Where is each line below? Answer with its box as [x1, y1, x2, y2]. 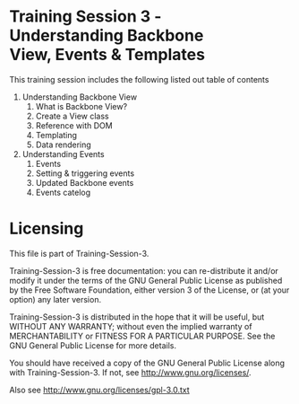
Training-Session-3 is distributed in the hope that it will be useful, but [9, 312, 265, 322]
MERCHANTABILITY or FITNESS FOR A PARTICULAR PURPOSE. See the [9, 330, 276, 341]
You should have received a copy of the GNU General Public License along [9, 357, 285, 368]
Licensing [9, 218, 84, 239]
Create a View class [35, 110, 109, 121]
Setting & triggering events [35, 168, 135, 179]
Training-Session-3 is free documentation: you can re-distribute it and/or [9, 265, 279, 276]
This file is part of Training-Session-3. [9, 248, 149, 259]
